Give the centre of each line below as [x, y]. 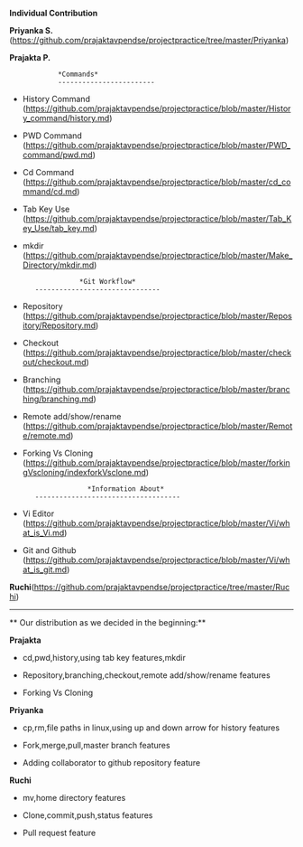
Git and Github [49, 550]
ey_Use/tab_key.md [58, 228]
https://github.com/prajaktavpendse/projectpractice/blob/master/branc [158, 389]
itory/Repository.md [59, 325]
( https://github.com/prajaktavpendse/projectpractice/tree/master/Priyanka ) [149, 40]
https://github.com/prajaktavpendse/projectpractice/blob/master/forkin [158, 463]
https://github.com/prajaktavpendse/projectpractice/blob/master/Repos [159, 316]
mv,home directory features [74, 798]
